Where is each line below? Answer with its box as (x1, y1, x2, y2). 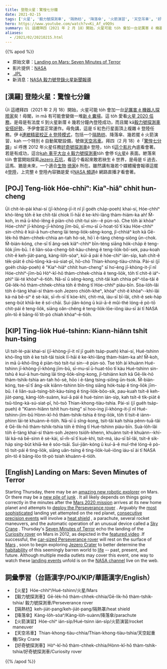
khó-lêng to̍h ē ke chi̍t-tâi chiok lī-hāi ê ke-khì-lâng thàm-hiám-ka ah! (5, 212, 148, 218)
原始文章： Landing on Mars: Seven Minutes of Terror (12, 59, 121, 65)
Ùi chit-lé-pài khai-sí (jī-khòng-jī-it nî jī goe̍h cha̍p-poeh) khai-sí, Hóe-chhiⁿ (5, 206, 160, 212)
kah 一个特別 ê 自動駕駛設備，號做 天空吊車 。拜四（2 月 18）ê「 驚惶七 (13, 138, 158, 144)
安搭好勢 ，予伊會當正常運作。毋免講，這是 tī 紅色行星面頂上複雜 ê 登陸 (5, 125, 150, 131)
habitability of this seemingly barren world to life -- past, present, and (5, 547, 148, 553)
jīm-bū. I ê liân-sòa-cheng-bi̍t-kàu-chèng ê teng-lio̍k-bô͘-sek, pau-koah (13, 247, 160, 252)
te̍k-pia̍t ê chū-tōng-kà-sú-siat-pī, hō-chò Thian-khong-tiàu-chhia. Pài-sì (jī (5, 258, 160, 264)
